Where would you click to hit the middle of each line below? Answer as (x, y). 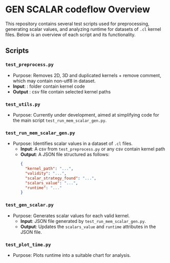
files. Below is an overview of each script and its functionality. (70, 34)
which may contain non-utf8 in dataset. (54, 81)
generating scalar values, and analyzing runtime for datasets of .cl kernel (83, 29)
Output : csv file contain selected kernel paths (62, 91)
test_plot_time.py (28, 245)
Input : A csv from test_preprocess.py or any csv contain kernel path (93, 149)
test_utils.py (23, 104)
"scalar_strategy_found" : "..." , (60, 178)
